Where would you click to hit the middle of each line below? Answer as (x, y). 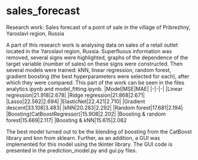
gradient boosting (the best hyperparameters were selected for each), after (98, 76)
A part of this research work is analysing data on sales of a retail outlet (92, 45)
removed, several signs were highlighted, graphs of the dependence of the (97, 57)
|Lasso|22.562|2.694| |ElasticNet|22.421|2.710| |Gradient (76, 101)
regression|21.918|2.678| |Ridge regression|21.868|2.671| (75, 95)
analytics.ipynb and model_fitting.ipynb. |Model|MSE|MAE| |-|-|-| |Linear (95, 89)
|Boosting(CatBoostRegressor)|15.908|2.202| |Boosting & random (86, 114)
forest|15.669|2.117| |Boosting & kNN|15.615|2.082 (66, 120)
